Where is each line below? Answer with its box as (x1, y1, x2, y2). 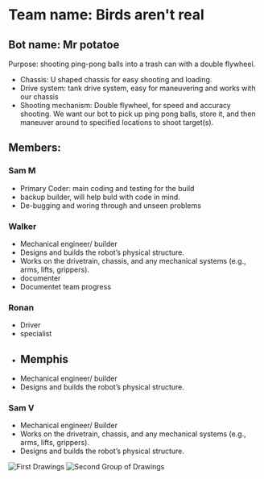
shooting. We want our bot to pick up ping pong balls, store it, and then (19, 109, 256, 119)
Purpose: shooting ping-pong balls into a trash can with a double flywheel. (8, 59, 256, 69)
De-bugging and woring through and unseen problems (19, 200, 201, 210)
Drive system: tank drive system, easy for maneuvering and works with (19, 83, 256, 93)
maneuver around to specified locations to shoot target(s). (19, 118, 214, 127)
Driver (19, 320, 41, 330)
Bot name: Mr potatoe (8, 38, 120, 52)
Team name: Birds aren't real (8, 6, 204, 24)
